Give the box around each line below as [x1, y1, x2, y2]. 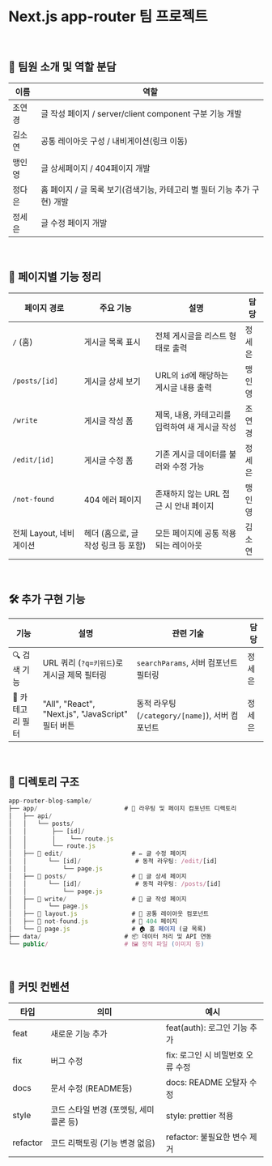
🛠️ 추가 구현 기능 [8, 592, 86, 606]
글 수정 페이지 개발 [40, 217, 108, 228]
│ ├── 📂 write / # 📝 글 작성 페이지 [8, 895, 188, 903]
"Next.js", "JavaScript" [42, 709, 128, 720]
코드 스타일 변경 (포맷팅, [50, 1104, 138, 1115]
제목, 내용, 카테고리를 [155, 409, 232, 420]
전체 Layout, [12, 527, 58, 538]
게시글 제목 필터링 [42, 669, 108, 680]
